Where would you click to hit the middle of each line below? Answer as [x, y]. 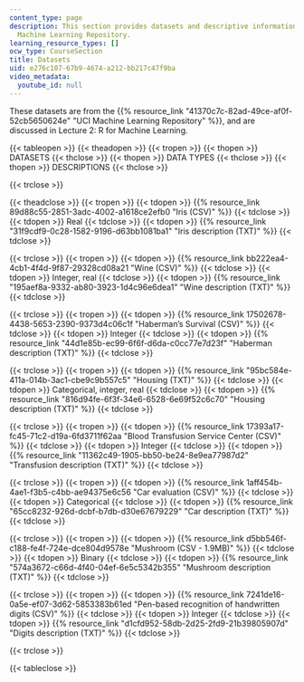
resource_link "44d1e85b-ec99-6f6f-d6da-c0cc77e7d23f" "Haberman [141, 343]
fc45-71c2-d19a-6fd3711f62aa [66, 436]
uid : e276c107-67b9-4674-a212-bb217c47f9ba [93, 69]
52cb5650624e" [40, 120]
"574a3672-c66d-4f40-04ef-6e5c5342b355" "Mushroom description [140, 567]
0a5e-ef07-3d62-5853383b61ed [71, 604]
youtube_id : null [50, 85]
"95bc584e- [269, 370]
